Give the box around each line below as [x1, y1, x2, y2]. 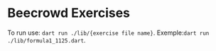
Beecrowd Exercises [7, 5, 130, 21]
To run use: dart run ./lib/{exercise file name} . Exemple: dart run [7, 28, 210, 37]
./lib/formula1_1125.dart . [7, 35, 86, 44]
